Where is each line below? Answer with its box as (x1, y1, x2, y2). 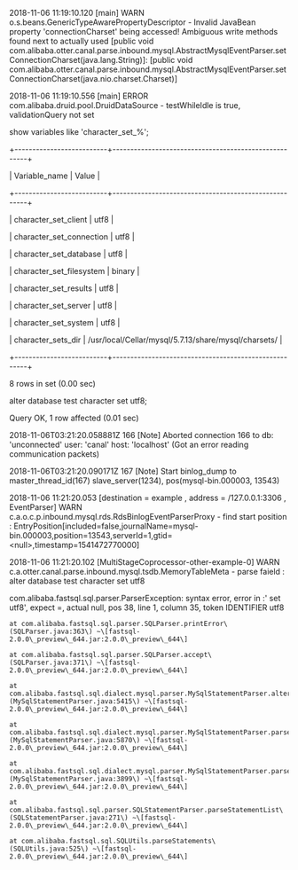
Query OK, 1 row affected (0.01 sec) (9, 412, 139, 423)
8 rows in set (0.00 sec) (9, 379, 96, 388)
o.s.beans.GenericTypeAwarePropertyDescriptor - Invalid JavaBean (9, 17, 256, 27)
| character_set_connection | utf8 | (9, 231, 135, 242)
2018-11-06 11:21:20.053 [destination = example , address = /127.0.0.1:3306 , (9, 492, 286, 503)
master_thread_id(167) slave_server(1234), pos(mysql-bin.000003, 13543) (9, 475, 280, 486)
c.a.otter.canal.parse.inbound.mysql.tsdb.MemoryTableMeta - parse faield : (9, 567, 286, 576)
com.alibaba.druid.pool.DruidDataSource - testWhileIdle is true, (9, 100, 241, 110)
